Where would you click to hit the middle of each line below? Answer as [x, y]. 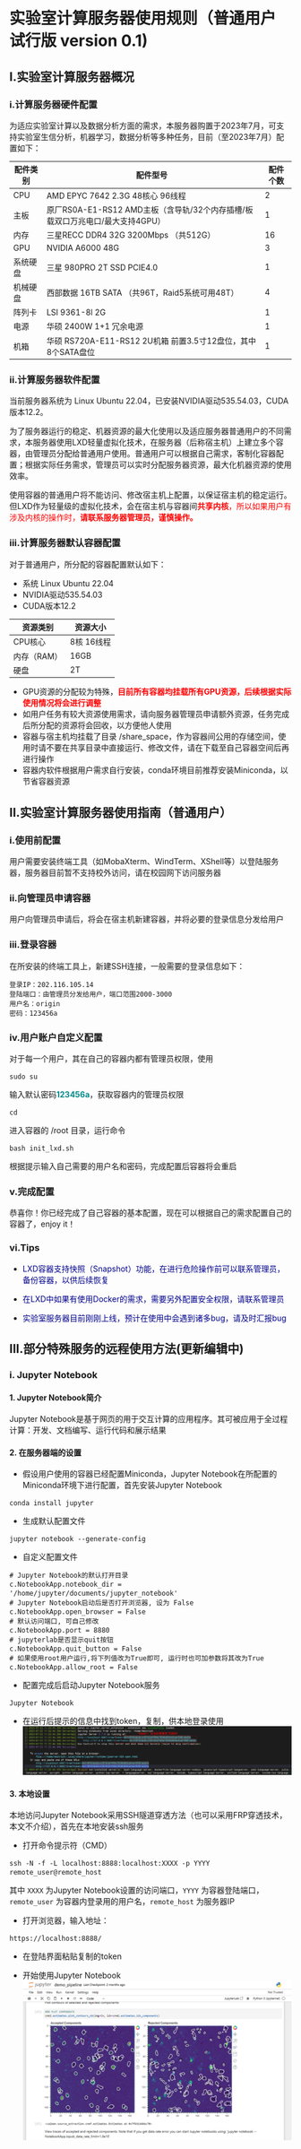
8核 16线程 [91, 642]
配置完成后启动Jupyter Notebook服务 [91, 1685]
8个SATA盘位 [71, 351]
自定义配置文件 [50, 1557]
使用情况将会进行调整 [61, 703]
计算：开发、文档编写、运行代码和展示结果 [88, 1430]
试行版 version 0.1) [79, 41]
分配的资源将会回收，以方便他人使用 [105, 725]
